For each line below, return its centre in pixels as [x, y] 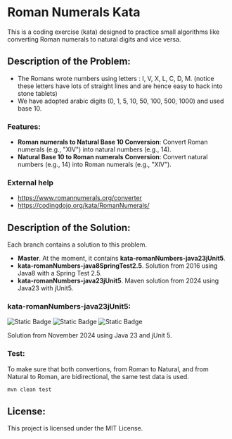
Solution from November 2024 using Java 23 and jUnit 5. [90, 335]
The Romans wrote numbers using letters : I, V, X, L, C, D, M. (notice [116, 78]
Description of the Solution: [69, 227]
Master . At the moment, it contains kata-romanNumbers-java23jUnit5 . [122, 259]
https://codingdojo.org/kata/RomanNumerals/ [83, 206]
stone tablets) [37, 93]
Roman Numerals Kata [74, 12]
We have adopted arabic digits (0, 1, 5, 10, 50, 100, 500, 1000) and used [121, 101]
